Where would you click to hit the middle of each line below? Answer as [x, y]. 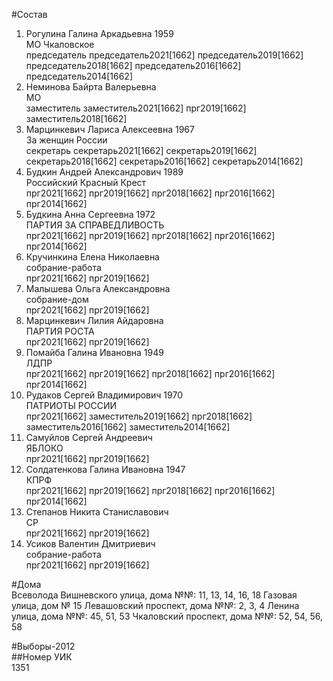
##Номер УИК [42, 657]
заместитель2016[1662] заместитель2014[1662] [128, 427]
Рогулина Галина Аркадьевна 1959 [99, 33]
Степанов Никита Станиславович [97, 512]
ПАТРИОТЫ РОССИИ [71, 405]
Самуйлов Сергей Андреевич [89, 437]
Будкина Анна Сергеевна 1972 [90, 214]
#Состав [29, 14]
